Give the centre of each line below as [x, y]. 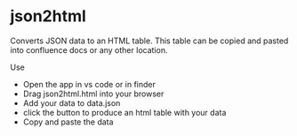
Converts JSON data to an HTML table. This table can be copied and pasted [149, 41]
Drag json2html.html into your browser [93, 94]
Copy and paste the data [68, 122]
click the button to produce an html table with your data [124, 112]
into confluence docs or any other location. [89, 49]
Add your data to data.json [72, 102]
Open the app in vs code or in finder [89, 84]
